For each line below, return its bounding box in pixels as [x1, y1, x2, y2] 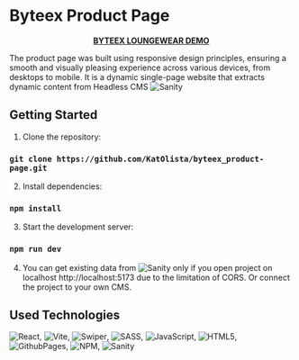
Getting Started [9, 107, 98, 122]
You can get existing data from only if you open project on [22, 262, 273, 273]
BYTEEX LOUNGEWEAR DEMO [93, 35, 210, 46]
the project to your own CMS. [22, 281, 132, 292]
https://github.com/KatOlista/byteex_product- [56, 154, 265, 164]
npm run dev [9, 244, 62, 255]
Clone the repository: [22, 131, 102, 142]
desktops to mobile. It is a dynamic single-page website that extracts [9, 71, 266, 82]
